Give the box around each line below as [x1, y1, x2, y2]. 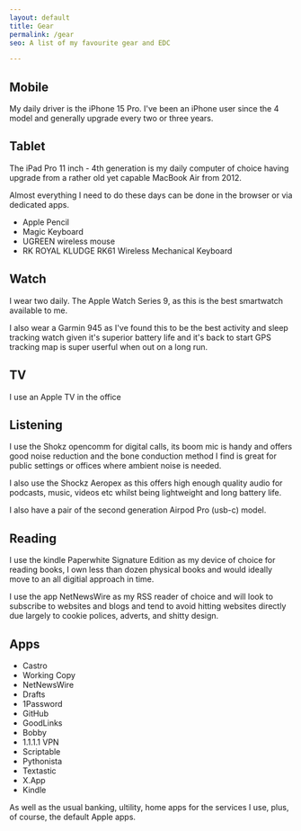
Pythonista [22, 755, 63, 766]
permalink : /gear [9, 30, 75, 39]
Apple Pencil [22, 217, 70, 228]
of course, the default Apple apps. [9, 811, 137, 822]
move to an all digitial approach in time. [9, 574, 155, 585]
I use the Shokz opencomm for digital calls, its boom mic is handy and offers [9, 442, 293, 452]
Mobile [9, 79, 49, 94]
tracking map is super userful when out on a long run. [9, 341, 208, 352]
